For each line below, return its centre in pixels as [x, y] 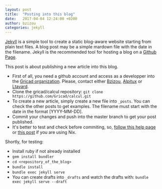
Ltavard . [20, 86]
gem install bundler [33, 157]
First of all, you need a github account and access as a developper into [83, 76]
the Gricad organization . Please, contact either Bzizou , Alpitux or [77, 82]
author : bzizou [20, 23]
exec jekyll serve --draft [40, 182]
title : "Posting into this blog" [40, 14]
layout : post [18, 10]
